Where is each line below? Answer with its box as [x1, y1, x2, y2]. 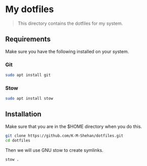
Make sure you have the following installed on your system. [5, 48, 129, 54]
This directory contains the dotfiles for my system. [17, 20, 123, 26]
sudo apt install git [5, 72, 51, 78]
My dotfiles [5, 4, 54, 15]
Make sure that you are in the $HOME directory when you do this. [5, 123, 142, 130]
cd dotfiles [5, 138, 30, 143]
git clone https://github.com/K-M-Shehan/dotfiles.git [5, 133, 124, 138]
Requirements [5, 35, 51, 44]
